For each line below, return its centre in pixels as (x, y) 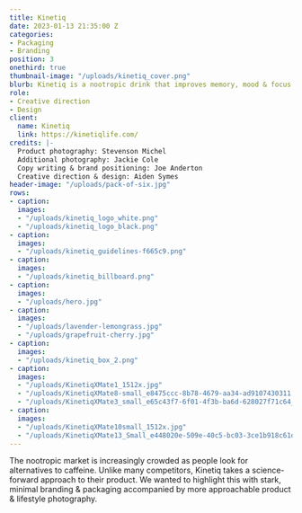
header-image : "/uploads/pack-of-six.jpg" (90, 185)
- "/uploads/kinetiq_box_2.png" (78, 360)
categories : (31, 34)
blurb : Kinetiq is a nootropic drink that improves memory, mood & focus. (152, 84)
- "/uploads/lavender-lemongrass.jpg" (90, 327)
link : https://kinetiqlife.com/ (78, 135)
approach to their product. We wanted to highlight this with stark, (160, 480)
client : (24, 118)
